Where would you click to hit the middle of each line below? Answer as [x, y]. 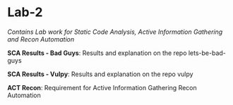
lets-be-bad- [207, 53]
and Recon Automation [41, 39]
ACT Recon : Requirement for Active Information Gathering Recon [102, 87]
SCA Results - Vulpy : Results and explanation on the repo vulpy [100, 74]
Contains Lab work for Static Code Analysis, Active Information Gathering [115, 32]
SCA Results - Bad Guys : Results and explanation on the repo [97, 53]
